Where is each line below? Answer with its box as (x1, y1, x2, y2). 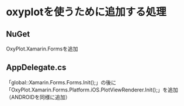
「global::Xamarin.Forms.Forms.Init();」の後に (6, 78, 117, 86)
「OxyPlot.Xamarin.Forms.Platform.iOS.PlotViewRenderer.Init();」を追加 (6, 86, 178, 93)
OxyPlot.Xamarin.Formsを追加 (6, 45, 78, 52)
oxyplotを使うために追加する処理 (6, 5, 166, 19)
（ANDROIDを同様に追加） (6, 93, 71, 100)
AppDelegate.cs (6, 63, 67, 73)
